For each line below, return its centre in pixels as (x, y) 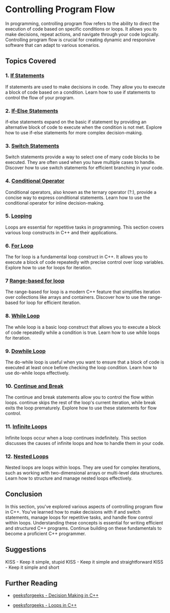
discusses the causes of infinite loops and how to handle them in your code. (85, 443)
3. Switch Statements (32, 146)
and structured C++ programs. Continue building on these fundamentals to (83, 528)
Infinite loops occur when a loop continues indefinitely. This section (76, 438)
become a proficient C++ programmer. (46, 534)
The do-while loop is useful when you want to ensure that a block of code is (85, 362)
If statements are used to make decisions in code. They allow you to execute (85, 87)
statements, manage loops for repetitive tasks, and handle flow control (79, 517)
